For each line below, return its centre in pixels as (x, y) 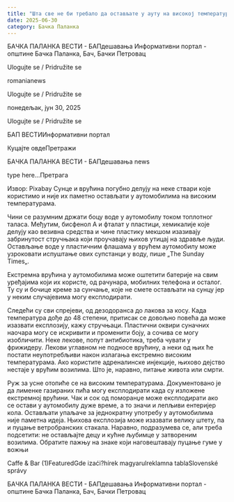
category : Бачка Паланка (43, 26)
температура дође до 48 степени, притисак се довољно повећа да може (117, 318)
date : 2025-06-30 (32, 20)
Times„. (18, 261)
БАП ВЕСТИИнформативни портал (58, 135)
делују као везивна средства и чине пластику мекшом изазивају (104, 232)
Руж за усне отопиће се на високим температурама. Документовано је (114, 383)
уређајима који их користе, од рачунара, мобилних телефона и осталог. (115, 282)
